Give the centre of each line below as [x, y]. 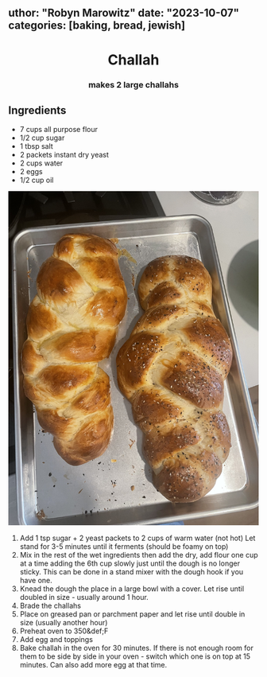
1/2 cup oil [37, 180]
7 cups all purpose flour [58, 130]
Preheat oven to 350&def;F [64, 631]
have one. [36, 581]
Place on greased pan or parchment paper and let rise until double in [132, 614]
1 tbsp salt [36, 146]
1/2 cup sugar [42, 138]
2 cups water [41, 163]
